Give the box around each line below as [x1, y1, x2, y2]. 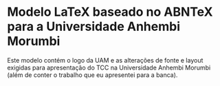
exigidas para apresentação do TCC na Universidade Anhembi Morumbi [7, 63, 211, 72]
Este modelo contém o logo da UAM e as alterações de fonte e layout [7, 56, 203, 64]
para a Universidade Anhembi [7, 19, 181, 34]
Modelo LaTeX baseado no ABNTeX [7, 4, 213, 20]
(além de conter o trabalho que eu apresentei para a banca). [7, 70, 178, 79]
